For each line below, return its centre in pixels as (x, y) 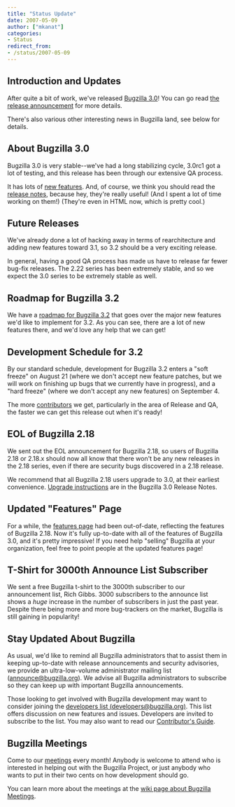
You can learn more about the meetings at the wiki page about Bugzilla (109, 788)
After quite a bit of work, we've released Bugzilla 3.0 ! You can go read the (113, 98)
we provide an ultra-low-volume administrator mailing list (90, 670)
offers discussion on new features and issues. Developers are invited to (110, 714)
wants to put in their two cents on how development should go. (98, 775)
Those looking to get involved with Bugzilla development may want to (107, 699)
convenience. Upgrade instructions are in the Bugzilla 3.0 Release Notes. (113, 487)
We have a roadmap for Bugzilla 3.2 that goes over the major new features (114, 315)
